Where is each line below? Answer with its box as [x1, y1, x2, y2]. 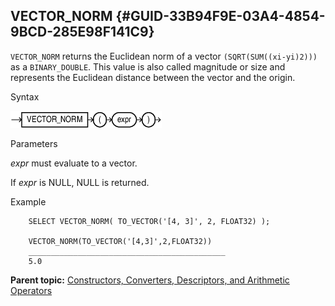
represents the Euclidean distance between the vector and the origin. [10, 71, 296, 83]
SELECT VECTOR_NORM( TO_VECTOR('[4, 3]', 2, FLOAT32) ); [28, 216, 271, 226]
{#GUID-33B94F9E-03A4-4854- [115, 8, 326, 25]
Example [10, 195, 47, 208]
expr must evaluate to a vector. [10, 157, 138, 169]
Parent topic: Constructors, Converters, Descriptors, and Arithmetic [10, 274, 290, 286]
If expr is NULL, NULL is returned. [10, 176, 150, 188]
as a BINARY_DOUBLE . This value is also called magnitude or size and [10, 60, 286, 73]
